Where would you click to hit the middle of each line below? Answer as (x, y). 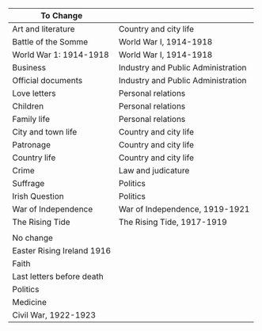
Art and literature (44, 29)
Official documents (47, 80)
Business (29, 68)
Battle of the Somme (50, 42)
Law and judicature (154, 171)
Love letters (34, 93)
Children (28, 106)
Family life (31, 119)
